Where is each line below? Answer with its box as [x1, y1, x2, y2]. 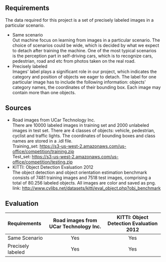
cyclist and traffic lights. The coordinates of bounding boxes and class [12, 133, 156, 139]
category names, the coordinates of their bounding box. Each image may [12, 84, 161, 90]
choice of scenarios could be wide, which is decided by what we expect [12, 42, 160, 48]
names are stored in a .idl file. [12, 138, 73, 144]
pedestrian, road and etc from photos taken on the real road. [12, 58, 136, 64]
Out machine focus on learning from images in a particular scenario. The [12, 37, 161, 43]
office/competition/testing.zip [12, 159, 73, 165]
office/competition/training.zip [12, 148, 74, 154]
